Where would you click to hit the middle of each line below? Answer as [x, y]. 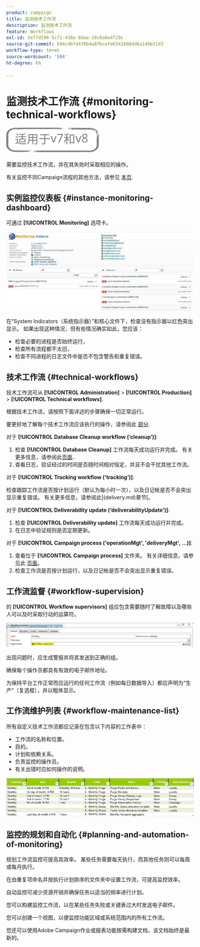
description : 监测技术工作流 [39, 25]
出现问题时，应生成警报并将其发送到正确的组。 [63, 657]
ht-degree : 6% [24, 63]
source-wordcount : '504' [37, 57]
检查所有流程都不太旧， [43, 349]
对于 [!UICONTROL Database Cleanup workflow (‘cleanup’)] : [82, 437]
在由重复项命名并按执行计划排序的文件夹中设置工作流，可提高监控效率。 [95, 880]
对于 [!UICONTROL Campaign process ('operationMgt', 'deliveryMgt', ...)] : [99, 543]
